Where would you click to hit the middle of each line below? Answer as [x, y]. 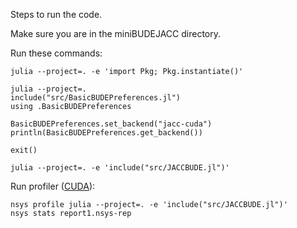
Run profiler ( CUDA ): [53, 186]
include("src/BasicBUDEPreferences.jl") [96, 98]
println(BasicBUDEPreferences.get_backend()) [106, 133]
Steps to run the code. [56, 14]
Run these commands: [56, 53]
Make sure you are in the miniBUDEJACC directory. [116, 33]
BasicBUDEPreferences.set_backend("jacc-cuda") [111, 124]
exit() [24, 150]
